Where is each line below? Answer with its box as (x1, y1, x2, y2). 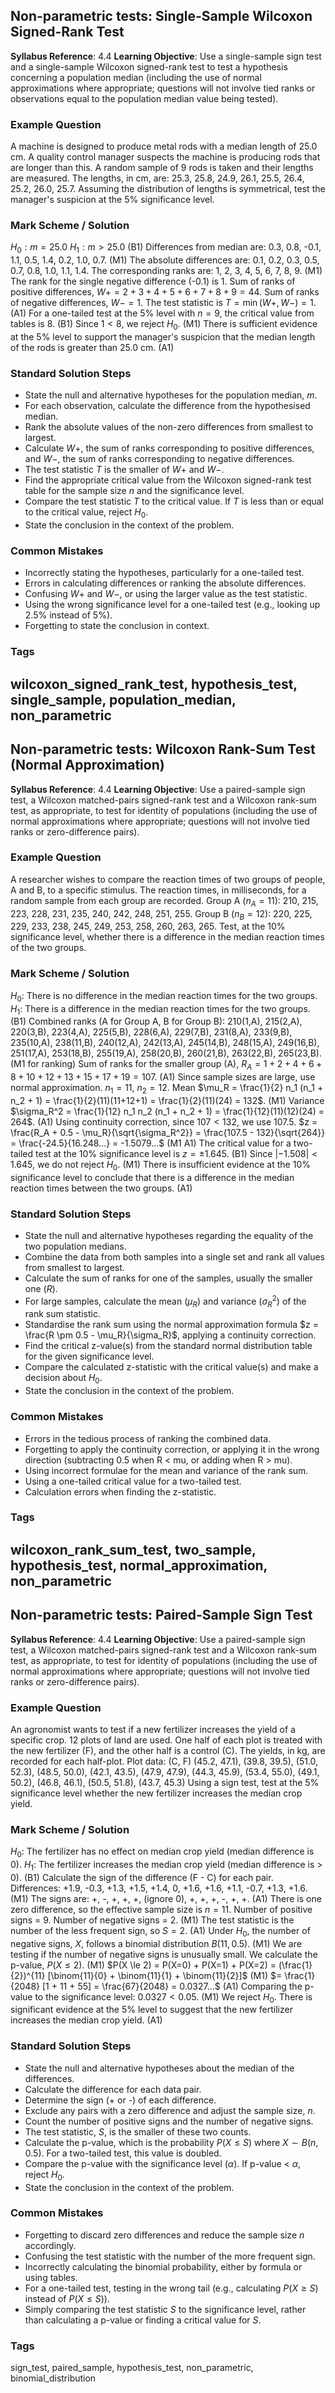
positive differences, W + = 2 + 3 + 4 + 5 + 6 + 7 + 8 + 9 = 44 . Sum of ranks (10, 286, 320, 298)
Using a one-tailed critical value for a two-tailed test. (24, 1475, 242, 1487)
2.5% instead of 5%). (24, 609, 113, 621)
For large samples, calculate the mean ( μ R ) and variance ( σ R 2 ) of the (24, 1293, 307, 1309)
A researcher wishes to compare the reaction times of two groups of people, (10, 873, 326, 885)
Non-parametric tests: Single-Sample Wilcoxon (10, 8, 313, 25)
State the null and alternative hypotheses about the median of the (24, 2062, 295, 2074)
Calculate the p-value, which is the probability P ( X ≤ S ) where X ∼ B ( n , (24, 2136, 319, 2148)
